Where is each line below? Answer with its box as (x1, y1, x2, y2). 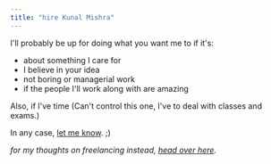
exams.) (10, 110, 40, 120)
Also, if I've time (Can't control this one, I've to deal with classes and (10, 100, 263, 111)
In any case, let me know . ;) (10, 127, 111, 138)
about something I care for (22, 54, 122, 65)
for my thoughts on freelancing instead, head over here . (10, 144, 217, 155)
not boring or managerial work (22, 73, 135, 85)
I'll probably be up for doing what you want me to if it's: (10, 37, 214, 48)
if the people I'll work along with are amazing (22, 83, 189, 94)
